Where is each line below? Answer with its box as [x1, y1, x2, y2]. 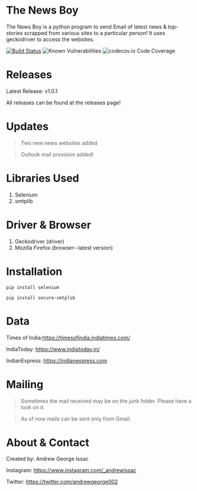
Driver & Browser [6, 218, 92, 232]
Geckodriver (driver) [14, 238, 64, 245]
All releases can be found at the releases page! [6, 99, 121, 106]
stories [6, 29, 23, 36]
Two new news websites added [20, 139, 98, 146]
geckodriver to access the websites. [6, 36, 95, 43]
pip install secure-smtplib [6, 294, 76, 301]
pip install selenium [6, 284, 60, 290]
